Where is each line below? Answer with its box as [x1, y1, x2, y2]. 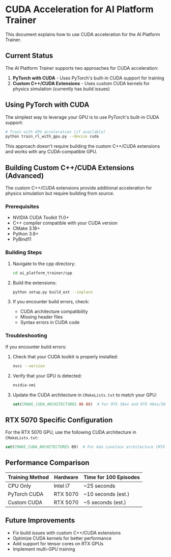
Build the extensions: [12, 279, 57, 286]
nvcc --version [12, 363, 45, 368]
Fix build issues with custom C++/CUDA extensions [12, 529, 121, 536]
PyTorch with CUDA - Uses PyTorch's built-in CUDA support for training [12, 75, 164, 81]
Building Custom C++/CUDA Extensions [5, 163, 134, 172]
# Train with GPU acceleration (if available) [5, 129, 106, 135]
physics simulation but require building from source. [5, 190, 115, 197]
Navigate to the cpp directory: [12, 260, 76, 267]
